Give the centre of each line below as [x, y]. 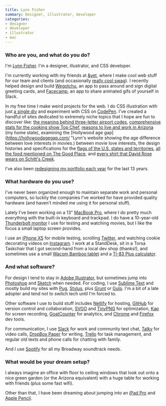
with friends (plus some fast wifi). [39, 383]
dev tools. [15, 319]
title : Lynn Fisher [25, 10]
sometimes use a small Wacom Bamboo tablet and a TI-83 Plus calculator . [81, 254]
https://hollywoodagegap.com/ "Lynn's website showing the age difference [83, 138]
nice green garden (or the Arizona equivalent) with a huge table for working [82, 378]
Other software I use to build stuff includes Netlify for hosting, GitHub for [79, 303]
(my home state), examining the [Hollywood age [54, 133]
